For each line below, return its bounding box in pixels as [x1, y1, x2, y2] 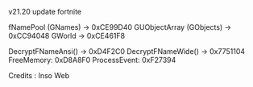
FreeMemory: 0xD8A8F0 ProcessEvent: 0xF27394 [8, 56, 176, 64]
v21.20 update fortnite [8, 7, 82, 16]
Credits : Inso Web [8, 71, 70, 80]
